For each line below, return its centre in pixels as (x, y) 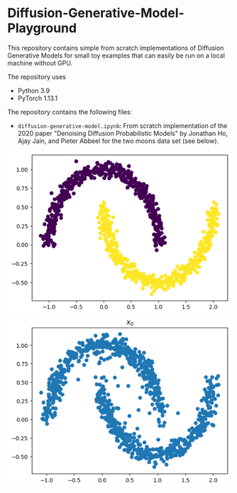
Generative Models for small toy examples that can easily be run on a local (116, 55)
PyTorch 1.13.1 (38, 98)
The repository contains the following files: (70, 112)
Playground (42, 28)
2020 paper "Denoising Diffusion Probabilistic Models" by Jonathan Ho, (123, 133)
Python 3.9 (34, 90)
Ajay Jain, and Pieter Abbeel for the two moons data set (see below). (118, 141)
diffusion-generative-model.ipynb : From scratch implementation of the (122, 125)
